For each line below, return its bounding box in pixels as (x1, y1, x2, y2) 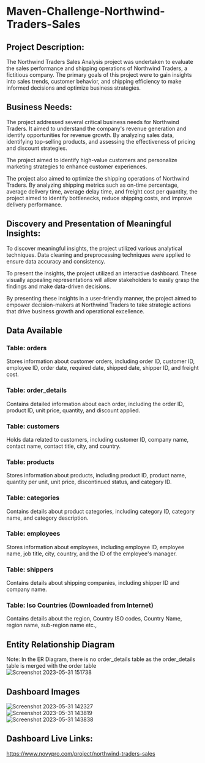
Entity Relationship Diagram (6, 639, 115, 649)
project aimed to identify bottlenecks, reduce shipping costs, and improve (6, 194, 193, 202)
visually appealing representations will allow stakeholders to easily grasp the (6, 276, 199, 283)
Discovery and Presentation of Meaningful (6, 219, 171, 229)
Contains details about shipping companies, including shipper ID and (6, 579, 180, 587)
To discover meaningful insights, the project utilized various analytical (6, 245, 182, 252)
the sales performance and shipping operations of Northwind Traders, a (6, 65, 188, 72)
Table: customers (6, 422, 60, 431)
